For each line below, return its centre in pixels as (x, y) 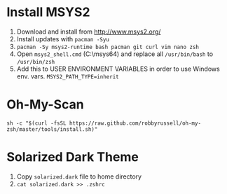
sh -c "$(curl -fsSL (37, 123)
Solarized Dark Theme (73, 157)
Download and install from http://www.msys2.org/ (89, 32)
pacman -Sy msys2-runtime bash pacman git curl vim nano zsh (108, 47)
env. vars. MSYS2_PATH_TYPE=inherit (68, 76)
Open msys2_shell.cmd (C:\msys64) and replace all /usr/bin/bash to (115, 54)
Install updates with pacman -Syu (63, 39)
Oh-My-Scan (46, 105)
